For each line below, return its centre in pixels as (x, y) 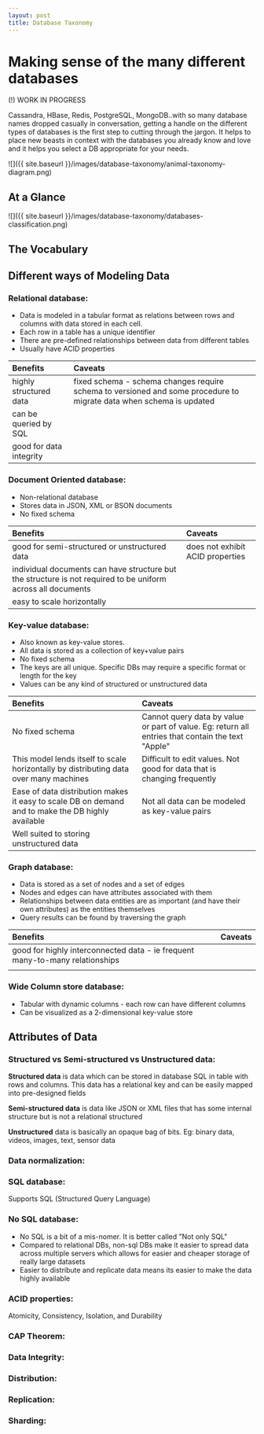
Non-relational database (59, 497)
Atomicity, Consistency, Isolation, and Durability (85, 1316)
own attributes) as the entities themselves (87, 909)
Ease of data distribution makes (70, 791)
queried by (32, 424)
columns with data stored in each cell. (81, 324)
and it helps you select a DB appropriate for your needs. (99, 149)
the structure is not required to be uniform (89, 579)
